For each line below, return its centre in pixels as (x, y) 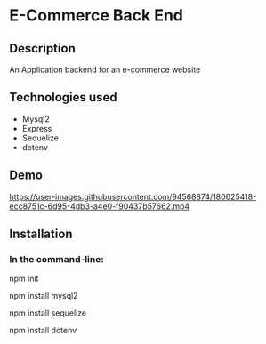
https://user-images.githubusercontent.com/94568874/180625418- (133, 196)
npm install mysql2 (44, 296)
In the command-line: (56, 259)
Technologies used (63, 97)
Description (42, 48)
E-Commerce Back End (97, 16)
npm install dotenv (43, 331)
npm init (24, 279)
